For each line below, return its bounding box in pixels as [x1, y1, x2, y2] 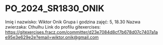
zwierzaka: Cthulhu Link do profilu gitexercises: [5, 24, 101, 30]
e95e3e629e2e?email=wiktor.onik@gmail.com [5, 34, 99, 40]
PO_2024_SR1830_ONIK [5, 3, 104, 14]
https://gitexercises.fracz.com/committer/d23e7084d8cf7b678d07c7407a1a [5, 29, 158, 35]
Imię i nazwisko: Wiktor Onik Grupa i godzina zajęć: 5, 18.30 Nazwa [5, 19, 140, 25]
